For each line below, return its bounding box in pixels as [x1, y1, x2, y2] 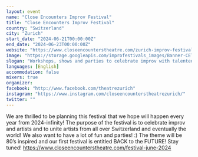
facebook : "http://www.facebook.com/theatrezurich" [6, 86, 136, 91]
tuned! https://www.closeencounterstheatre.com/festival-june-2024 [6, 144, 171, 151]
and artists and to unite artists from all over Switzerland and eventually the [6, 125, 187, 132]
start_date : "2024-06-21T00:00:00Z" [6, 36, 96, 42]
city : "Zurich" [6, 31, 44, 37]
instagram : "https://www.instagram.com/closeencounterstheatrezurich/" [6, 91, 186, 97]
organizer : [6, 80, 33, 86]
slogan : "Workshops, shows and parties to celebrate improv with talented [6, 58, 194, 64]
